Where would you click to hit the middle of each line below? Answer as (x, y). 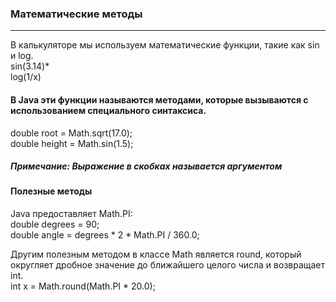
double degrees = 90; (55, 224)
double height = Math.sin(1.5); (72, 143)
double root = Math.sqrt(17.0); (71, 133)
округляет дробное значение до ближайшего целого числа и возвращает (168, 265)
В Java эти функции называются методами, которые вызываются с (159, 99)
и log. (22, 56)
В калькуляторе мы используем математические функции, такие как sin (165, 45)
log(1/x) (26, 77)
